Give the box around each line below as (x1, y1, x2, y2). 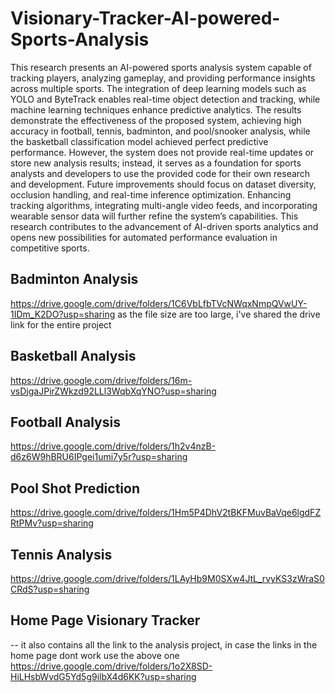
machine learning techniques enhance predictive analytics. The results (10, 103, 302, 116)
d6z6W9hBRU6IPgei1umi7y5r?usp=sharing (10, 451, 188, 463)
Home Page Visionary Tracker (10, 612, 201, 629)
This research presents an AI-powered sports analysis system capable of (10, 61, 312, 73)
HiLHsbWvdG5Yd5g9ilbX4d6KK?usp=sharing (10, 670, 197, 682)
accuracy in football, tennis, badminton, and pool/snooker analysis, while (10, 125, 311, 137)
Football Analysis (10, 413, 121, 431)
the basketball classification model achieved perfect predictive (10, 135, 269, 147)
